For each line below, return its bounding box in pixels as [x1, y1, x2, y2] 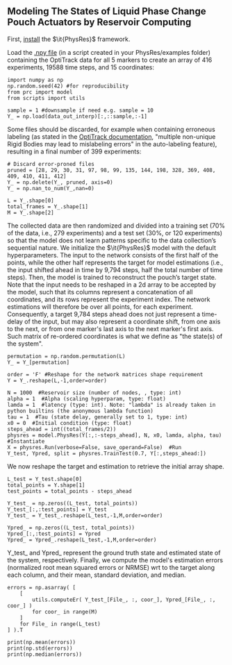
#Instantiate [7, 437, 45, 445]
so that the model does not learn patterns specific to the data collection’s [7, 236, 217, 244]
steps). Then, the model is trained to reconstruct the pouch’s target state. [7, 273, 217, 281]
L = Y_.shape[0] [7, 197, 54, 204]
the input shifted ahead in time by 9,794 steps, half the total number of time [7, 265, 224, 273]
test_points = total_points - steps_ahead [7, 487, 132, 495]
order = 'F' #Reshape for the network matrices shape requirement [7, 371, 204, 378]
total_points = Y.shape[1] [7, 482, 85, 489]
